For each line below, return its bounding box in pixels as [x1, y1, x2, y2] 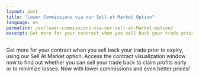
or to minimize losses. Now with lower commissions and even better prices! [6, 65, 190, 72]
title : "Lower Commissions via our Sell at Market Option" [6, 14, 155, 20]
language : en [6, 19, 38, 25]
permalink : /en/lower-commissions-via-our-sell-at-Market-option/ [6, 25, 174, 31]
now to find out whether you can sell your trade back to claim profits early [6, 59, 187, 66]
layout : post [6, 8, 38, 15]
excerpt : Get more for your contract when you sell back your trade [6, 30, 179, 36]
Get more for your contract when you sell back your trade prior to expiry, [6, 46, 184, 53]
